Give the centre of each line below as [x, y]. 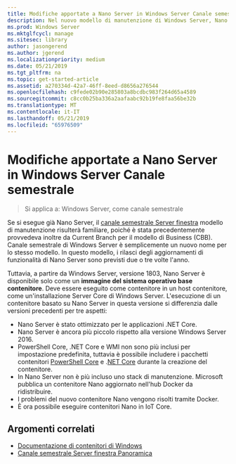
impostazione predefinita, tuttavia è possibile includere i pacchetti [113, 354]
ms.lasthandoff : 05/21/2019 [48, 118]
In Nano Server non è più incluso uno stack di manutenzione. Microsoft [120, 377]
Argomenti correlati [51, 428]
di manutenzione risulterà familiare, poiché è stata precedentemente [106, 230]
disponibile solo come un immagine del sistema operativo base [100, 281]
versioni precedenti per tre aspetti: [57, 311]
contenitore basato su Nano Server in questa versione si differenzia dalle [112, 304]
